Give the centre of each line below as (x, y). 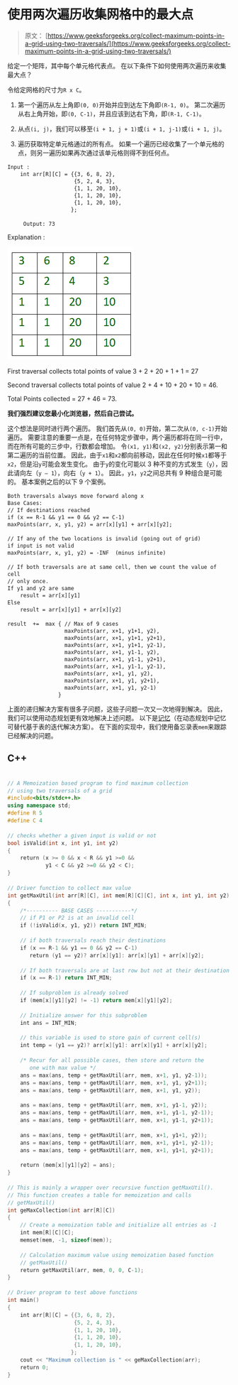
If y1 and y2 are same (41, 588)
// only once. (28, 581)
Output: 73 (39, 224)
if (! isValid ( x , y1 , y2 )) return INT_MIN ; (84, 925)
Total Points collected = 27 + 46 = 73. (62, 398)
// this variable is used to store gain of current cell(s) (110, 1038)
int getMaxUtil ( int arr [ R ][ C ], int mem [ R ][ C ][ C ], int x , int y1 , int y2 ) (119, 896)
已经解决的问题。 (32, 735)
